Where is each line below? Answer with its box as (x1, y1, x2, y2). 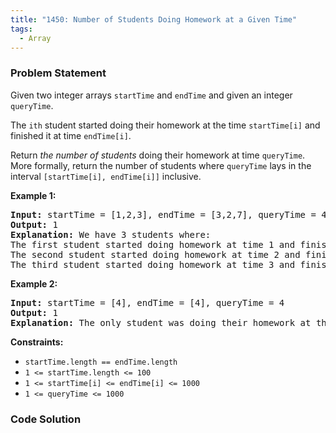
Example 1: (10, 189, 57, 201)
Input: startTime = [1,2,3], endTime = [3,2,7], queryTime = (10, 209, 317, 220)
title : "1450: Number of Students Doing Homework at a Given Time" (10, 14, 298, 25)
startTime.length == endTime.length (24, 357, 178, 367)
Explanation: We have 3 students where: (10, 229, 212, 240)
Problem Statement (10, 66, 107, 80)
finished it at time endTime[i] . (10, 129, 132, 141)
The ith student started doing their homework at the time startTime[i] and (10, 119, 321, 131)
